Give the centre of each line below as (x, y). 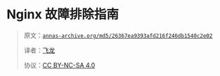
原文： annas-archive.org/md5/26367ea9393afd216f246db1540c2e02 (118, 35)
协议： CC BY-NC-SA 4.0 (59, 65)
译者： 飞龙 (39, 50)
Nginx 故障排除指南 (63, 14)
